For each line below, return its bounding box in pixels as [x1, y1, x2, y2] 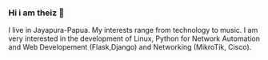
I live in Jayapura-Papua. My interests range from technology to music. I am [8, 26, 258, 35]
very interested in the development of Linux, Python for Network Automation [8, 34, 260, 43]
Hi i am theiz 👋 [8, 7, 65, 18]
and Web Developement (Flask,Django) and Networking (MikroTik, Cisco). [8, 42, 252, 52]
